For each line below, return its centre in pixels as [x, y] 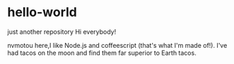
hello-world [42, 12]
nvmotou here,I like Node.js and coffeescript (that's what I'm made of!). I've [117, 45]
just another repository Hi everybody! [62, 32]
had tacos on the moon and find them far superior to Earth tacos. [102, 53]
